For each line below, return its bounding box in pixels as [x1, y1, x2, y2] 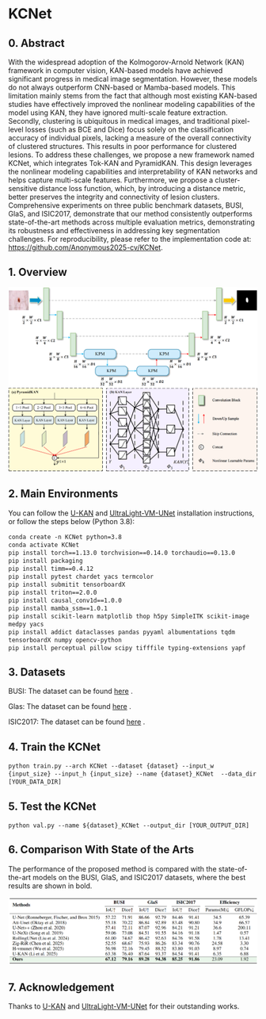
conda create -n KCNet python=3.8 [8, 533, 123, 541]
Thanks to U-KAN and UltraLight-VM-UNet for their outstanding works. [8, 1002, 240, 1011]
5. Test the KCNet [8, 799, 97, 813]
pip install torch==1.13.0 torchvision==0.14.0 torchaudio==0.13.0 [8, 549, 236, 557]
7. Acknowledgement [8, 980, 115, 994]
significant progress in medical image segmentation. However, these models [8, 75, 257, 83]
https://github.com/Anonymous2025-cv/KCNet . [8, 243, 164, 252]
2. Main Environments [8, 487, 119, 500]
